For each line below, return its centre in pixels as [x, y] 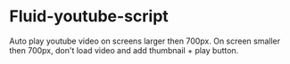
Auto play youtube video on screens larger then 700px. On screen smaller [145, 41]
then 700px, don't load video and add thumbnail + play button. [124, 50]
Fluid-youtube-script [89, 16]
